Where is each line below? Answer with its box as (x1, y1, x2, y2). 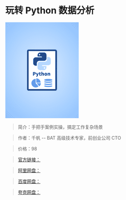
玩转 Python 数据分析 (5, 5, 95, 16)
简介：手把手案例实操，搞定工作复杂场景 (17, 124, 103, 130)
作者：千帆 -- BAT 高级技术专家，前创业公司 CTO (17, 135, 121, 141)
